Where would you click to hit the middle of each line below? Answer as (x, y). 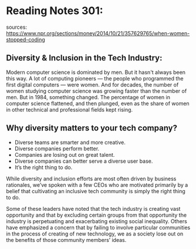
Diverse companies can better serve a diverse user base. (84, 161)
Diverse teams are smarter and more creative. (70, 142)
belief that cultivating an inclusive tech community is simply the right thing (96, 191)
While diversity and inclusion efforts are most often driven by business (91, 179)
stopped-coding (26, 39)
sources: (17, 27)
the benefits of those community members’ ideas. (66, 240)
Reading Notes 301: (55, 11)
